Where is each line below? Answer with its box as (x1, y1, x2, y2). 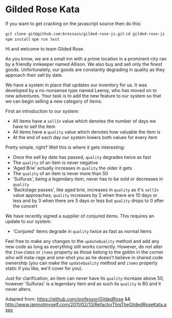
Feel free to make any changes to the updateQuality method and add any (5, 238, 160, 244)
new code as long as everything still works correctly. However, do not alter (5, 243, 163, 249)
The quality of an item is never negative (12, 160, 98, 166)
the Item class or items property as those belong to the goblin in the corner (5, 249, 164, 255)
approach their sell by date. (5, 72, 63, 78)
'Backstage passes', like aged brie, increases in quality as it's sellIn (12, 187, 159, 193)
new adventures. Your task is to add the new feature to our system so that (5, 93, 161, 99)
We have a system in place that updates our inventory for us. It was (5, 82, 147, 88)
